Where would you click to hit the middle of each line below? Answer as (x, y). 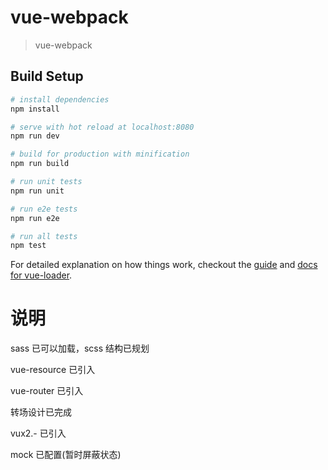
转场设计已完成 (41, 412)
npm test (28, 246)
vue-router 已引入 (47, 391)
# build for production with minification (100, 154)
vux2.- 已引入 (38, 433)
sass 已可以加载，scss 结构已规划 (80, 348)
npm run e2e (35, 218)
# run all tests (44, 236)
